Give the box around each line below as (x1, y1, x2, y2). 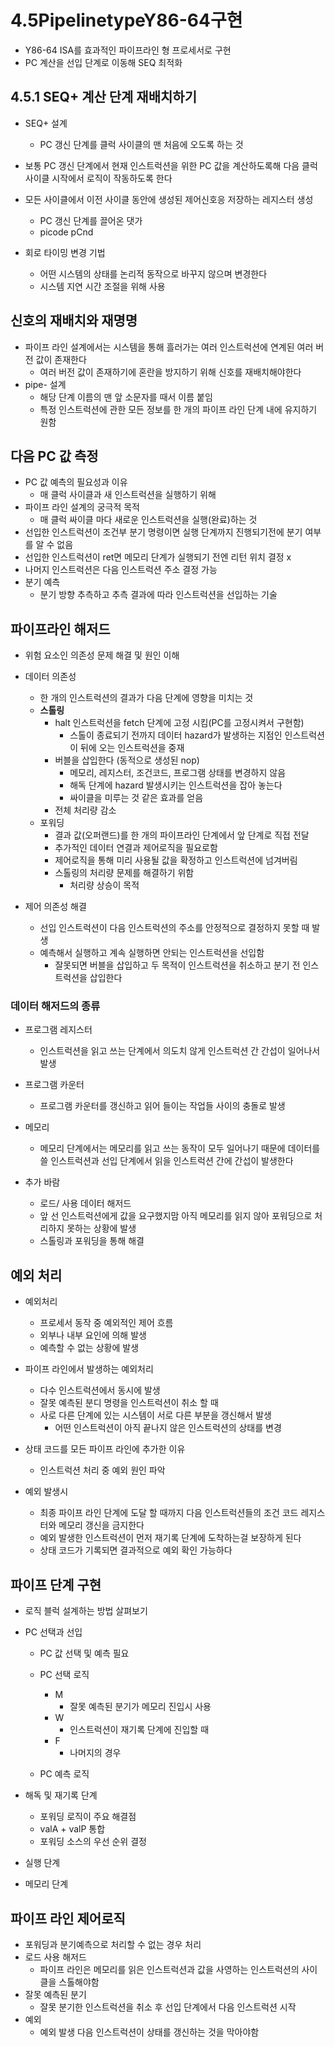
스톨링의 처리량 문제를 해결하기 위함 (54, 867, 195, 879)
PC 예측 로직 (39, 1768, 90, 1780)
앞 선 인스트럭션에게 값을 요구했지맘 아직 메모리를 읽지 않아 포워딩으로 (39, 1210, 313, 1222)
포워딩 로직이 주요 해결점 (39, 1811, 137, 1823)
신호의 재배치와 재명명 (10, 312, 138, 330)
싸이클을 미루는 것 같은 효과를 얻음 (69, 792, 204, 804)
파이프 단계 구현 (10, 1576, 102, 1593)
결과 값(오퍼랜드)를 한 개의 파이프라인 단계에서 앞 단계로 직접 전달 (54, 829, 310, 841)
